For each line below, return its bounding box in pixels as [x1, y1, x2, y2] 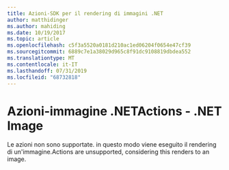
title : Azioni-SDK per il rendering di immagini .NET [7, 10, 164, 17]
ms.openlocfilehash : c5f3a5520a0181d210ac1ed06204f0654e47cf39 [7, 42, 191, 49]
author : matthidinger [7, 16, 69, 23]
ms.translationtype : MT [7, 55, 75, 62]
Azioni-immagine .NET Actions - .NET [7, 104, 222, 119]
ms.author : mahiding [7, 23, 66, 29]
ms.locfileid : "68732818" [7, 73, 81, 81]
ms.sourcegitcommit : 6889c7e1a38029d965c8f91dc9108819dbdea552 [7, 49, 191, 56]
